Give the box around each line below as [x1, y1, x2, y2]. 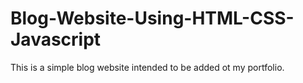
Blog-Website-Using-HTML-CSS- [10, 7, 295, 30]
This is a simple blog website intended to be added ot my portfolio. [10, 61, 285, 73]
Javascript [10, 28, 102, 51]
